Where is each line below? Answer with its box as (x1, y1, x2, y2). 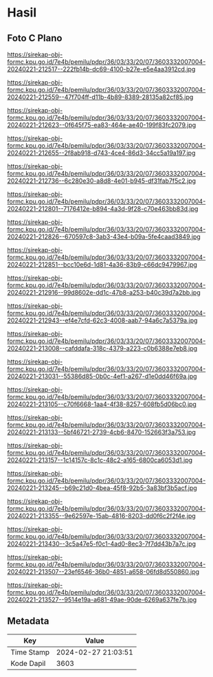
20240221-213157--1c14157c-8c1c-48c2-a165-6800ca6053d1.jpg (7, 456, 193, 464)
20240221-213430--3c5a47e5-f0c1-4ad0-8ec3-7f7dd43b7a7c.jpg (7, 540, 197, 548)
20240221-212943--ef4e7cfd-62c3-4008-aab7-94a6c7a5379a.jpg (7, 316, 198, 324)
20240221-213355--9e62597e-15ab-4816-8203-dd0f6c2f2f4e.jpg (7, 512, 196, 520)
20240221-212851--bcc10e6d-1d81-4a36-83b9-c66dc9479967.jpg (7, 260, 198, 269)
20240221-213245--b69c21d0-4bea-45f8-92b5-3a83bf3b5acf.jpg (7, 484, 197, 492)
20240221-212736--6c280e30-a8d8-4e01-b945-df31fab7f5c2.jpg (7, 177, 197, 185)
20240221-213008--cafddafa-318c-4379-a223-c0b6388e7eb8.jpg (7, 344, 198, 352)
